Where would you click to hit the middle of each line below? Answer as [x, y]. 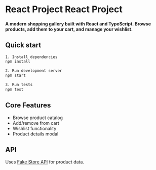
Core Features [28, 105]
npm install [18, 62]
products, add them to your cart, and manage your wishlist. [69, 29]
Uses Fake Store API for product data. [45, 162]
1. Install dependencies [31, 57]
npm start [16, 76]
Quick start [23, 45]
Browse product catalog [38, 118]
